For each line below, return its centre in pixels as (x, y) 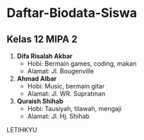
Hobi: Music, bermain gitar (66, 86)
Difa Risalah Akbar (44, 56)
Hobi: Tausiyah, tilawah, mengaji (74, 109)
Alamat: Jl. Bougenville (61, 71)
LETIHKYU (22, 130)
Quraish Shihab (40, 101)
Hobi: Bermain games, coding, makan (82, 64)
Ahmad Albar (37, 78)
